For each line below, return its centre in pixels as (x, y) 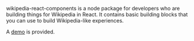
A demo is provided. (31, 32)
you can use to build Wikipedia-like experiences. (65, 20)
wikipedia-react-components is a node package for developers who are (93, 8)
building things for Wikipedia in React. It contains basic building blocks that (97, 14)
